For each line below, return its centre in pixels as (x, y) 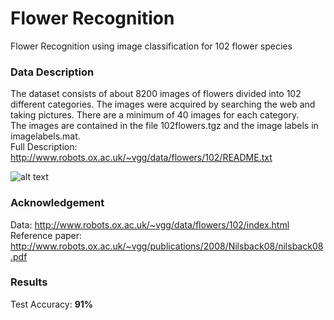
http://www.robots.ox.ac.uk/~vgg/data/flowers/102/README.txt (141, 158)
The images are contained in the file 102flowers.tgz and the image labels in (164, 126)
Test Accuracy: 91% (52, 304)
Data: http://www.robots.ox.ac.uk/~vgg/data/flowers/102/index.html (150, 224)
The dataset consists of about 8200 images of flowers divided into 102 (156, 94)
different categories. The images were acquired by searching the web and (163, 104)
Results (29, 282)
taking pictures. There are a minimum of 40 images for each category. (155, 115)
